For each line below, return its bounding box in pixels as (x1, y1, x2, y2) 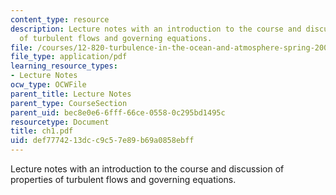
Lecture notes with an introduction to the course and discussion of (10, 163, 285, 175)
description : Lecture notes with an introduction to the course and (10, 24, 302, 34)
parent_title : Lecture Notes (10, 89, 132, 99)
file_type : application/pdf (10, 52, 128, 62)
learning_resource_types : (10, 61, 118, 71)
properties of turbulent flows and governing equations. (10, 174, 237, 185)
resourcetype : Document (10, 117, 110, 127)
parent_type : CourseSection (10, 98, 128, 108)
